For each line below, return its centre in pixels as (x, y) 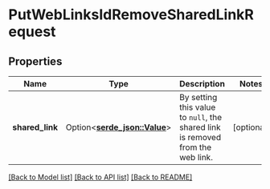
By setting (198, 97)
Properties (35, 61)
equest (32, 32)
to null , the (201, 117)
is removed (200, 137)
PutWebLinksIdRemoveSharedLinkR (131, 15)
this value (198, 107)
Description (202, 84)
